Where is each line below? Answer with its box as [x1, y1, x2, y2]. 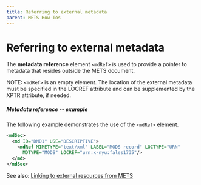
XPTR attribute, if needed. [6, 92, 72, 99]
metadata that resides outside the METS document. [6, 67, 135, 75]
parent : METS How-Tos [6, 15, 61, 21]
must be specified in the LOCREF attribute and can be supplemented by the [6, 86, 196, 93]
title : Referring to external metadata [6, 8, 107, 15]
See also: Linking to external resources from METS [6, 172, 134, 179]
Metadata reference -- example [6, 106, 88, 113]
